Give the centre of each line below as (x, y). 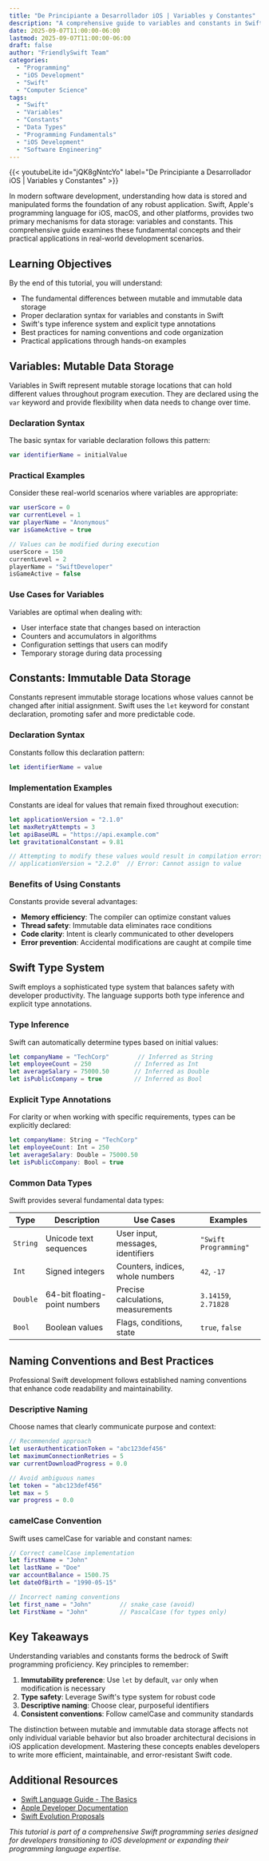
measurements (144, 1309)
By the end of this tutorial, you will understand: (86, 283)
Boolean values (74, 1328)
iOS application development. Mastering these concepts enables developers (134, 1747)
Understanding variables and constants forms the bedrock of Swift (119, 1656)
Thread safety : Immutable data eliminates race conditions (116, 926)
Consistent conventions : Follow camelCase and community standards (137, 1714)
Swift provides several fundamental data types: (87, 1201)
